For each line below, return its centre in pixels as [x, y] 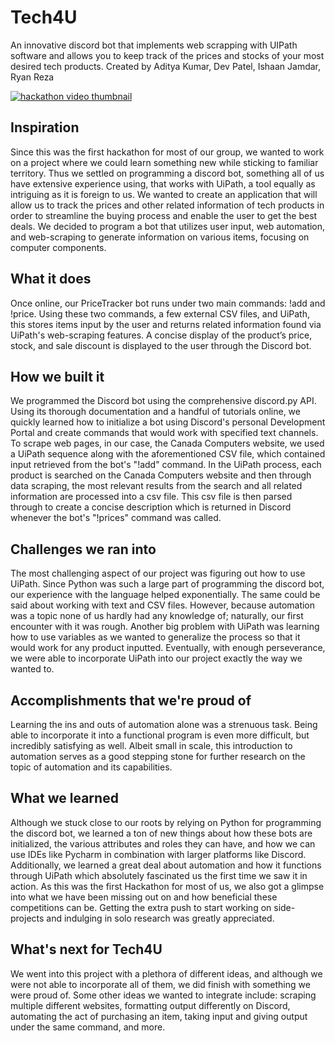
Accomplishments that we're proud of [131, 700]
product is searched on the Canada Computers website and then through [161, 475]
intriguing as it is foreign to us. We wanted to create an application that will [164, 194]
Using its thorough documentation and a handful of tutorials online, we [155, 412]
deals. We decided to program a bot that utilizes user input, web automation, [168, 226]
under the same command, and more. [88, 1027]
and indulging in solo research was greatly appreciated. [160, 918]
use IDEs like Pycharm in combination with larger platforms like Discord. [158, 854]
